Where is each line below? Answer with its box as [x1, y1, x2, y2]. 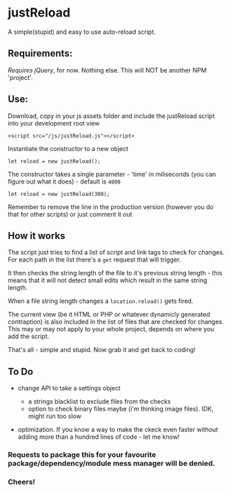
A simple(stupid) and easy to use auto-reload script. [8, 28, 156, 36]
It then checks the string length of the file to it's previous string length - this [8, 269, 223, 277]
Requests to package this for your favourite [8, 450, 157, 460]
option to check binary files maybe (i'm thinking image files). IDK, [28, 405, 214, 413]
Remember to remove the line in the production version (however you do [8, 202, 214, 211]
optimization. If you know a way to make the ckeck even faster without [17, 426, 219, 434]
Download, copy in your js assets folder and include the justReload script [8, 112, 215, 120]
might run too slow [28, 412, 81, 420]
